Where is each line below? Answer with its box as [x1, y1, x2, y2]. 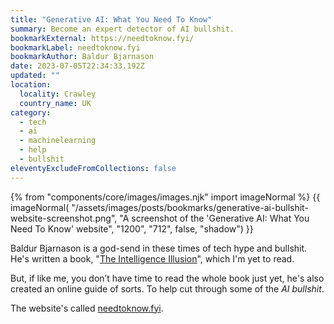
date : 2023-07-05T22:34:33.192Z [10, 61, 145, 71]
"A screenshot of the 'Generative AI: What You [119, 212, 310, 224]
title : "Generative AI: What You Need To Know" [10, 14, 213, 25]
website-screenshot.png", [10, 212, 118, 224]
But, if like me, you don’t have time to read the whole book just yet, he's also [10, 272, 325, 284]
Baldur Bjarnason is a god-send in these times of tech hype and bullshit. [10, 242, 308, 254]
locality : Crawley [19, 89, 97, 99]
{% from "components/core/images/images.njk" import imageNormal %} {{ [10, 191, 321, 203]
